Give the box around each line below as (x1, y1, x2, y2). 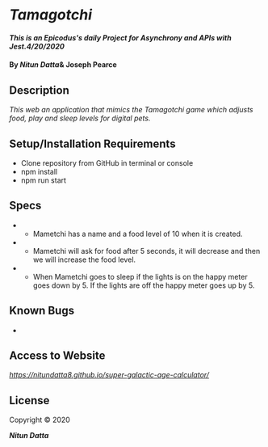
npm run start (20, 175, 67, 185)
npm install (20, 167, 58, 176)
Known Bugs (9, 304, 75, 318)
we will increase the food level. (32, 255, 136, 264)
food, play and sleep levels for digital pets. (9, 113, 151, 123)
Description (9, 83, 69, 97)
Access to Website (9, 349, 106, 363)
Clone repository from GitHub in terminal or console (20, 158, 194, 167)
